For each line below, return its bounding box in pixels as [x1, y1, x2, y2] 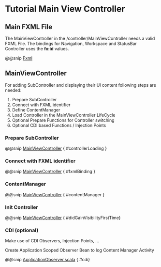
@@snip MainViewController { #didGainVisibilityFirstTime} [5, 215, 121, 220]
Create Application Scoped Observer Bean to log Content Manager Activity [5, 247, 155, 253]
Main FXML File [5, 23, 52, 31]
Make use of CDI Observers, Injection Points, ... [5, 238, 99, 244]
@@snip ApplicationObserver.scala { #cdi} [5, 257, 90, 263]
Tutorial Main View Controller [5, 3, 125, 15]
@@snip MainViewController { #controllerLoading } [5, 145, 107, 151]
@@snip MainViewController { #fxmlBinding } [5, 169, 96, 174]
